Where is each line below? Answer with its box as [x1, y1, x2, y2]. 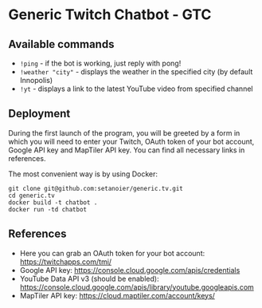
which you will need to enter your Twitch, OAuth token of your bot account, [8, 136, 255, 146]
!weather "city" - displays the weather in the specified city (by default [19, 67, 253, 77]
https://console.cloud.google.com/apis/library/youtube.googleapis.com [19, 282, 255, 292]
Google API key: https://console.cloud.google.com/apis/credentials [19, 265, 240, 274]
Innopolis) [19, 76, 53, 85]
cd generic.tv [8, 192, 56, 199]
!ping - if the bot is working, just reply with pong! [19, 58, 182, 68]
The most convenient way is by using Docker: [8, 169, 158, 179]
